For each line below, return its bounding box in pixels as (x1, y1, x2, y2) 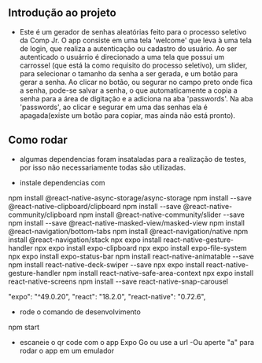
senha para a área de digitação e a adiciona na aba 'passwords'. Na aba (19, 93, 253, 103)
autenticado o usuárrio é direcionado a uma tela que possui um (19, 52, 225, 61)
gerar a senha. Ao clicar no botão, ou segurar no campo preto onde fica (19, 77, 253, 86)
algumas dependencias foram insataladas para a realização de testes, (19, 154, 246, 163)
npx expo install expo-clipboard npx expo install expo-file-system (34, 243, 248, 252)
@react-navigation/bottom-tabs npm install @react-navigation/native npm (8, 226, 249, 236)
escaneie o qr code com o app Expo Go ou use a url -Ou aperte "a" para (19, 337, 254, 346)
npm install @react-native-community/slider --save (78, 210, 245, 219)
